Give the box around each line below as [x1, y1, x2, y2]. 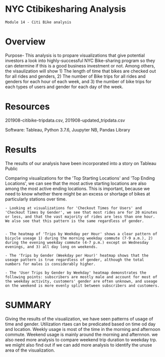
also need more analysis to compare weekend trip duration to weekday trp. [5, 336, 158, 343]
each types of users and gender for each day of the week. [5, 84, 124, 90]
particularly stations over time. [5, 196, 67, 202]
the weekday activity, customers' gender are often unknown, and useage [5, 279, 158, 284]
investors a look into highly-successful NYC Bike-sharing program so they [5, 58, 155, 64]
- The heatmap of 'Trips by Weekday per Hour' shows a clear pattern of [5, 231, 158, 236]
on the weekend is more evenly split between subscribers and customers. [5, 283, 160, 288]
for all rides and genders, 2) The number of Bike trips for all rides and [5, 73, 146, 79]
